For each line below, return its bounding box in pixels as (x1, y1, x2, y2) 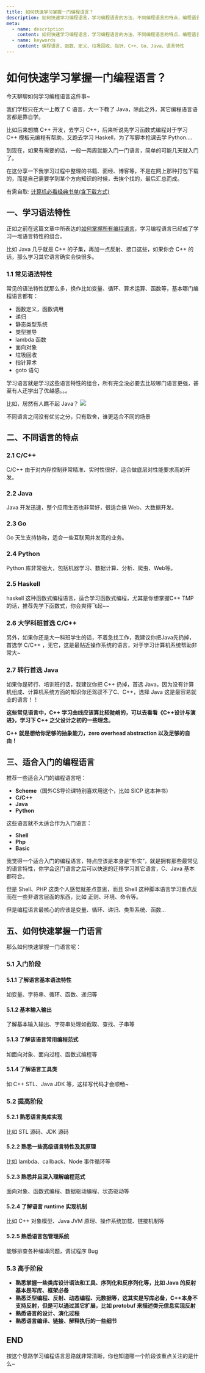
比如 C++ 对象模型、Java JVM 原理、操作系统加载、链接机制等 (6, 1217, 165, 1225)
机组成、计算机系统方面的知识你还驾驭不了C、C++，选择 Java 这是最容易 (6, 688, 192, 696)
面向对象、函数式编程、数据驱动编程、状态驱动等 (6, 1187, 129, 1195)
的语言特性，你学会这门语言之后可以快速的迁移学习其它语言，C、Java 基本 (6, 865, 195, 873)
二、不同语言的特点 (6, 433, 79, 443)
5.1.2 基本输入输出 (6, 1006, 52, 1013)
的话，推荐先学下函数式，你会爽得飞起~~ (6, 602, 110, 609)
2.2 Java (6, 489, 32, 497)
